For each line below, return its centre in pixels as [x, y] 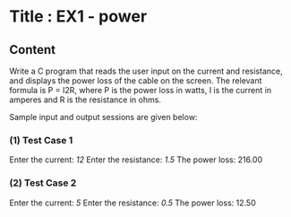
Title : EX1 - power [78, 17]
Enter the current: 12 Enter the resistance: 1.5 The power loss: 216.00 [136, 160]
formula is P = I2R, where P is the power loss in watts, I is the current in [140, 90]
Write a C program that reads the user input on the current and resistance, [146, 71]
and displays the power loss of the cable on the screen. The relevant [136, 81]
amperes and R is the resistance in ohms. [85, 100]
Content [33, 50]
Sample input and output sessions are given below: [103, 117]
